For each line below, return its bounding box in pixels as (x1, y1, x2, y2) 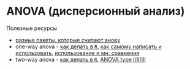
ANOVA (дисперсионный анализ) (6, 4, 185, 18)
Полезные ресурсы (6, 24, 57, 32)
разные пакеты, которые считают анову (15, 36, 121, 43)
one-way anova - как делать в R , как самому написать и (15, 43, 162, 50)
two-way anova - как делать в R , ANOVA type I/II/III (15, 56, 146, 63)
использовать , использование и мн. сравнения (15, 49, 140, 56)
